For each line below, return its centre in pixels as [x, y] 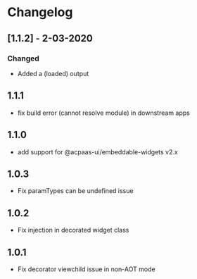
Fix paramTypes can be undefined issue [75, 191]
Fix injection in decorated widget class [73, 230]
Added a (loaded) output [53, 73]
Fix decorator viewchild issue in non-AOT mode [87, 269]
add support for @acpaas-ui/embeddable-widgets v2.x [97, 151]
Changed [24, 58]
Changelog [40, 12]
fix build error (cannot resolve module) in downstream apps [103, 113]
